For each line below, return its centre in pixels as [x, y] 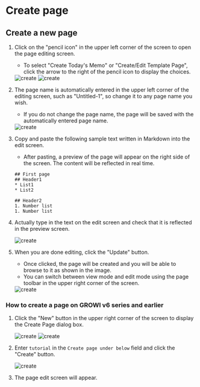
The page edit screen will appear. [56, 378]
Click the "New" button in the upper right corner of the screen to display [104, 318]
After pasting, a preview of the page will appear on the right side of [107, 157]
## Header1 [28, 180]
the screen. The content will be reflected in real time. [89, 163]
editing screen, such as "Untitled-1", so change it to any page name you [103, 96]
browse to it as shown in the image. [67, 270]
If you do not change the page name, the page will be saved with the [108, 114]
